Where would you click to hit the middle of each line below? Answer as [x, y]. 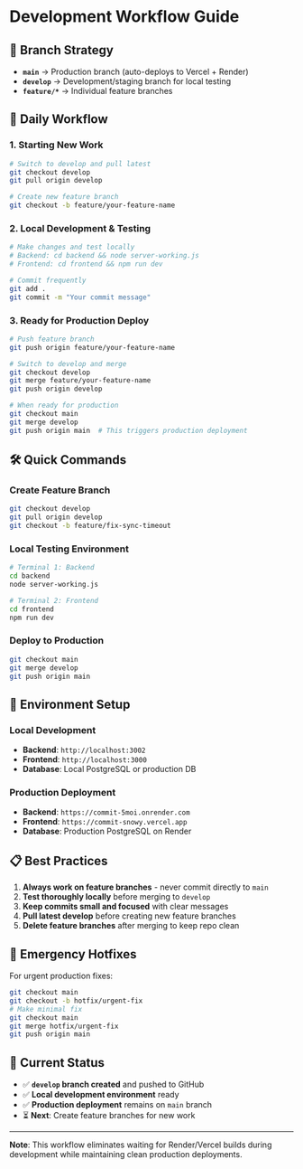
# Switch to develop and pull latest [80, 164]
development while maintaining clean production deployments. [126, 1155]
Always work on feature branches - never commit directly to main [145, 887]
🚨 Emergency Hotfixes [73, 954]
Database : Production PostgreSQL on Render [107, 831]
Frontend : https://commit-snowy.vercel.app [105, 822]
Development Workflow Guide [124, 17]
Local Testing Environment [69, 549]
